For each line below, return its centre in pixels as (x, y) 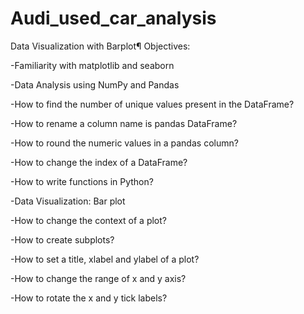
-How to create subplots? (62, 239)
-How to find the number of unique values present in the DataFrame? (152, 104)
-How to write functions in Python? (82, 181)
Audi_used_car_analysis (113, 18)
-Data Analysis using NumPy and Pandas (95, 84)
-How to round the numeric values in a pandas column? (124, 143)
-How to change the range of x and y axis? (98, 278)
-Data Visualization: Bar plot (68, 201)
